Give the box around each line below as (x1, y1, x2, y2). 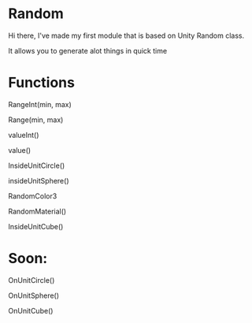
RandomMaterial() (8, 206, 67, 216)
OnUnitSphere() (8, 291, 60, 300)
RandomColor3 (8, 191, 57, 201)
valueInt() (8, 130, 39, 139)
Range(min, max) (8, 115, 64, 124)
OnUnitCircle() (8, 275, 55, 284)
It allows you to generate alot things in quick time (8, 46, 168, 55)
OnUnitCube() (8, 306, 54, 315)
